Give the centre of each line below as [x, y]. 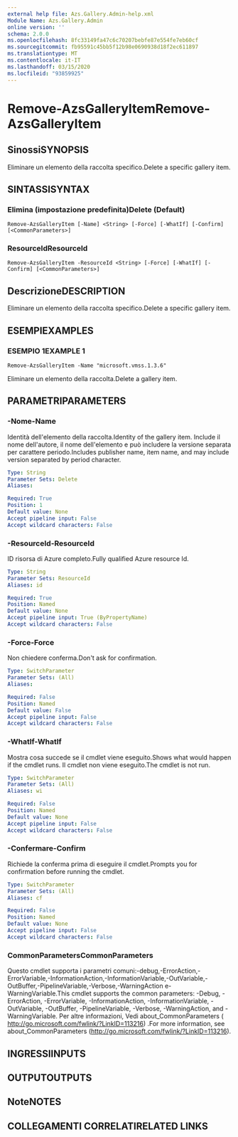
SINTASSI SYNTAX [49, 189]
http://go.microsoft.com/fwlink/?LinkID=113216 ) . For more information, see [116, 1024]
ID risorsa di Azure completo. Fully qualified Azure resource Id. [98, 558]
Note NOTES [34, 1102]
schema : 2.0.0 [28, 34]
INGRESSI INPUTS [47, 1053]
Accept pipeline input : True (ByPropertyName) [77, 618]
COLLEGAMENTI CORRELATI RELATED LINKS [108, 1126]
